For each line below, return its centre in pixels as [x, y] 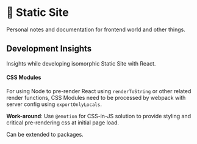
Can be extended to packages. [45, 134]
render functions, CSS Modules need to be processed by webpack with [96, 97]
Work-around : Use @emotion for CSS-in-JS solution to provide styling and [99, 116]
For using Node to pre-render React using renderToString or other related [99, 91]
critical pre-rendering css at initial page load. [63, 123]
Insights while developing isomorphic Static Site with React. [81, 63]
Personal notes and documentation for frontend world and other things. [96, 29]
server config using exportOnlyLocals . [54, 104]
